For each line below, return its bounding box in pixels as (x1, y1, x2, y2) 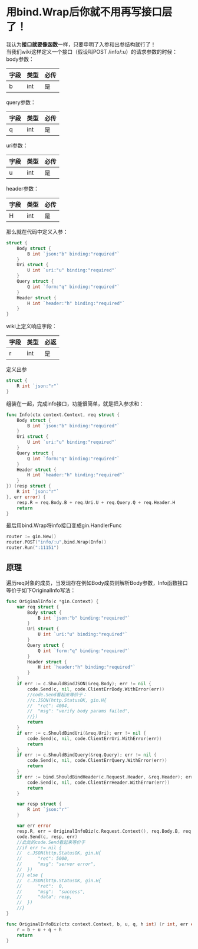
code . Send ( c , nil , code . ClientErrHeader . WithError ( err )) (27, 780, 170, 786)
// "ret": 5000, (16, 856, 70, 862)
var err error (16, 823, 51, 829)
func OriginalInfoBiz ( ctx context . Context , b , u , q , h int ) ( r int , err (6, 921, 189, 927)
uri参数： (6, 142, 28, 149)
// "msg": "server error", (16, 861, 96, 868)
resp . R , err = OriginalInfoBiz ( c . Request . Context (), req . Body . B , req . (16, 828, 194, 834)
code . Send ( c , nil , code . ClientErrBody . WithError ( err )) (27, 686, 165, 692)
